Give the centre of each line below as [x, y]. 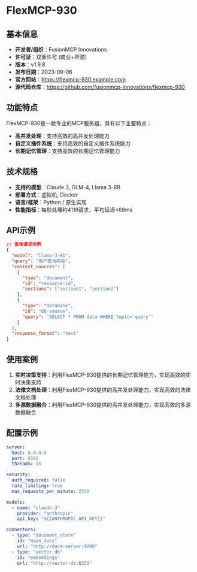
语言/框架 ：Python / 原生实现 [51, 202]
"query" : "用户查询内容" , [41, 261]
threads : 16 [27, 464]
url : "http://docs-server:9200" [57, 546]
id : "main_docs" [37, 541]
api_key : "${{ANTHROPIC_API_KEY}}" [61, 519]
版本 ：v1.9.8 [30, 64]
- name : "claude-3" [36, 508]
